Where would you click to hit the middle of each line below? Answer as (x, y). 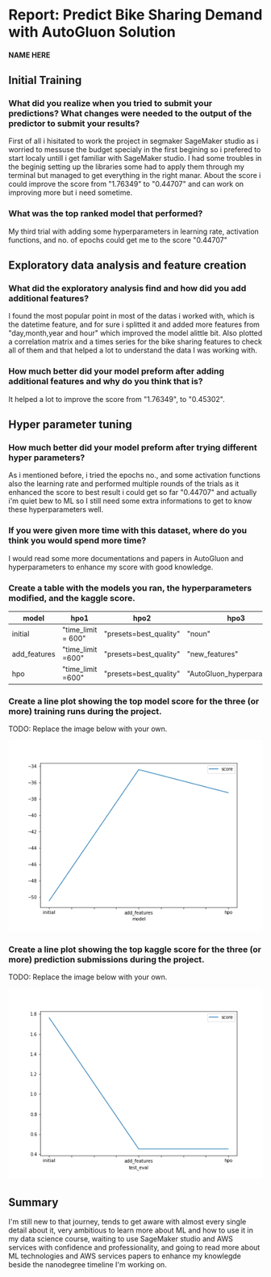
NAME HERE (29, 55)
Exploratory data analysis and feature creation (127, 266)
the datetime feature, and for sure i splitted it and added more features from (134, 324)
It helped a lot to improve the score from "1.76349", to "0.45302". (117, 399)
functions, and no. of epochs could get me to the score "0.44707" (118, 239)
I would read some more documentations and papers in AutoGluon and (126, 558)
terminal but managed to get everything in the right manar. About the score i (135, 175)
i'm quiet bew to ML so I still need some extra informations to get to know (130, 501)
